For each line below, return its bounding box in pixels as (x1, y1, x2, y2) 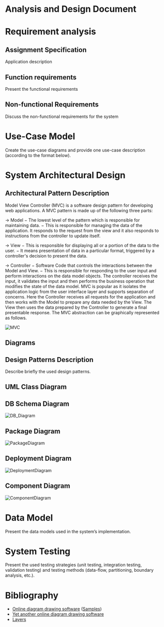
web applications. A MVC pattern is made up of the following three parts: (5, 207, 153, 213)
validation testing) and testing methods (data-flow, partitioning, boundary (5, 567, 154, 573)
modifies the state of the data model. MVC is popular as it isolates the (5, 283, 146, 289)
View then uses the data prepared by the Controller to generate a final (5, 304, 147, 310)
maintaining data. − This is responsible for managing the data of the (5, 222, 143, 228)
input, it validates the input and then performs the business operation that (5, 278, 154, 284)
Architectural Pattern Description (5, 189, 109, 198)
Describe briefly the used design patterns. (5, 369, 91, 374)
